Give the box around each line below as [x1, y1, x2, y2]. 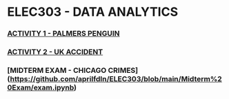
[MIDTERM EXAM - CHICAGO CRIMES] [7, 65, 139, 75]
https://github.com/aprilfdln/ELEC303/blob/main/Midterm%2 [10, 74, 222, 83]
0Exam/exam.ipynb [7, 82, 74, 92]
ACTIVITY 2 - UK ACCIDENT [7, 47, 103, 57]
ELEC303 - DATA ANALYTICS [7, 4, 179, 20]
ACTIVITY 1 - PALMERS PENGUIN [7, 29, 120, 38]
